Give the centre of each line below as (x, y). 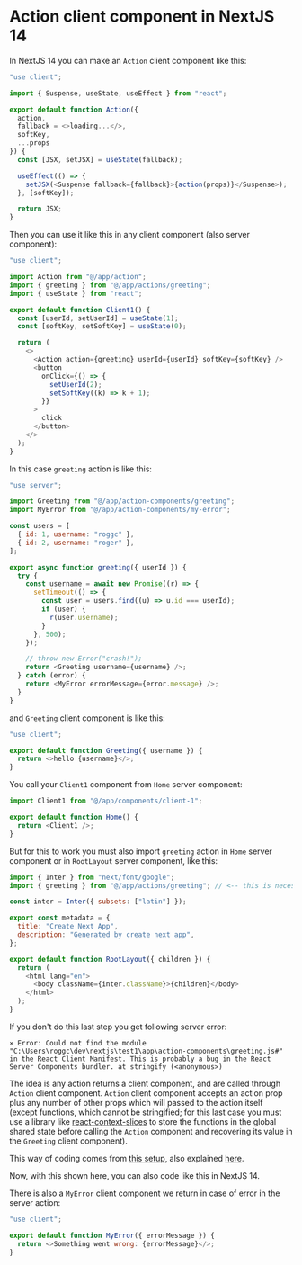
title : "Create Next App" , (68, 927)
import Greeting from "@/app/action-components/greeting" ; (122, 501)
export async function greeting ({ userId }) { (98, 567)
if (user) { (64, 609)
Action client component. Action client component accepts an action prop (146, 1093)
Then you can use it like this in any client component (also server (129, 235)
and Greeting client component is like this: (88, 718)
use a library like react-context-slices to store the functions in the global (143, 1121)
